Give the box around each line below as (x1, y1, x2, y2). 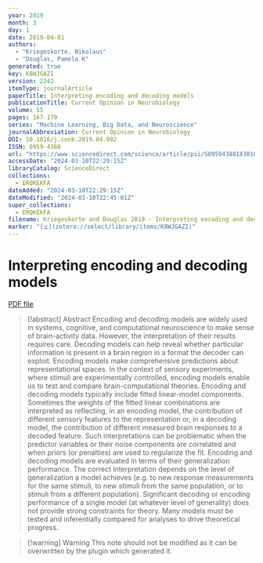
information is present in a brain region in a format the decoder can (27, 347, 244, 357)
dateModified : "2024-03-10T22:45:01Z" (8, 194, 135, 202)
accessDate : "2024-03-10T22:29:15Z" (8, 158, 128, 165)
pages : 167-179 (8, 114, 58, 122)
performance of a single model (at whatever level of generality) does (27, 497, 249, 507)
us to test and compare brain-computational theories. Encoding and (27, 381, 247, 390)
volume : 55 (8, 107, 44, 114)
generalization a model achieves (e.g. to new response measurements (27, 472, 254, 482)
